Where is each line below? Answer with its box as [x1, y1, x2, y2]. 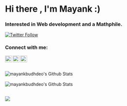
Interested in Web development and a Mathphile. [5, 21, 123, 28]
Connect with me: [5, 44, 48, 51]
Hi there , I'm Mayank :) [5, 3, 101, 15]
